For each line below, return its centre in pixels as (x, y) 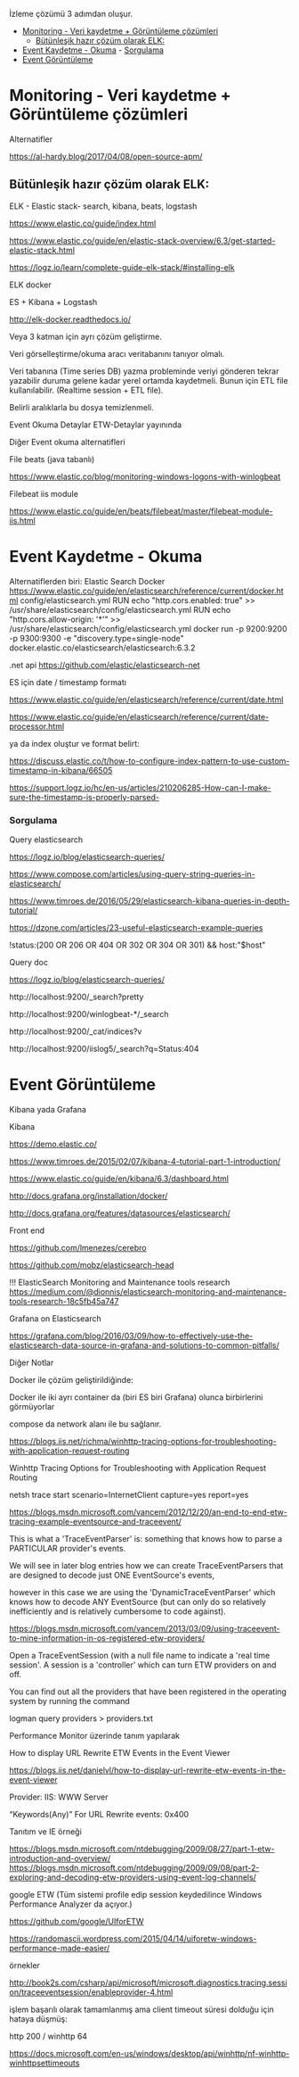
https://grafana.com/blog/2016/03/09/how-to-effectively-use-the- (131, 1336)
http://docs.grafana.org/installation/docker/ (89, 1196)
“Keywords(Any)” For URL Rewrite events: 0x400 (99, 1814)
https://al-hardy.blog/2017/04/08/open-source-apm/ (106, 156)
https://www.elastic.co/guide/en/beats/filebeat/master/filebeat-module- (141, 511)
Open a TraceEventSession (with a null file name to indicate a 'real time (140, 1655)
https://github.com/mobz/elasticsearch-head (92, 1265)
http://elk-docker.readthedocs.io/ (70, 319)
